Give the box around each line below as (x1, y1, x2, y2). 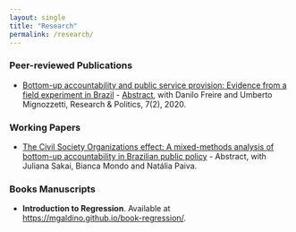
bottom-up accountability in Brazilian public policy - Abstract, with (21, 150, 266, 161)
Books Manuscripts (9, 183, 96, 195)
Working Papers (9, 121, 81, 133)
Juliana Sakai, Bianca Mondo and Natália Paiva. (21, 160, 198, 171)
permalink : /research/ (9, 30, 94, 39)
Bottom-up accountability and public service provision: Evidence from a (21, 80, 288, 90)
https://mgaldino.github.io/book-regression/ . (21, 212, 186, 224)
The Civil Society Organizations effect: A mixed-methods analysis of (21, 141, 275, 152)
